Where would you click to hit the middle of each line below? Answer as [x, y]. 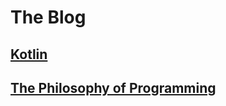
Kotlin [29, 54]
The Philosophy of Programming [113, 87]
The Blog [48, 17]
